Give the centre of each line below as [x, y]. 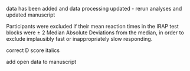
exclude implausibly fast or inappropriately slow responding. [79, 39]
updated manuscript [31, 15]
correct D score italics [33, 50]
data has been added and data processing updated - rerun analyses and [94, 9]
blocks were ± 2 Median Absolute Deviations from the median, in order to [95, 33]
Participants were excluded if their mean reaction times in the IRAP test [92, 26]
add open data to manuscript [41, 62]
